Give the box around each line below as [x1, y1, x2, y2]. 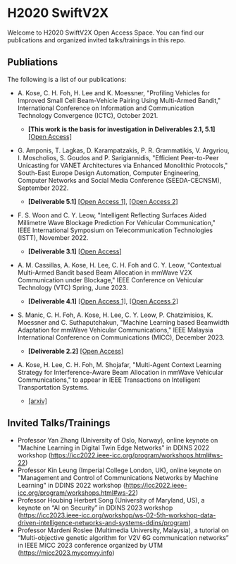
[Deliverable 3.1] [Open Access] [27, 247, 122, 256]
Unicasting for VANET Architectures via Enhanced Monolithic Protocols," [17, 161, 228, 169]
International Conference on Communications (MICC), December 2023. [17, 333, 225, 342]
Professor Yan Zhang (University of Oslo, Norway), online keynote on [17, 436, 218, 444]
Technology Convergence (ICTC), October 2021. [17, 111, 159, 119]
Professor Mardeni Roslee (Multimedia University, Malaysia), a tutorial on [17, 526, 229, 534]
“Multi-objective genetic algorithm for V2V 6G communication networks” [17, 533, 229, 541]
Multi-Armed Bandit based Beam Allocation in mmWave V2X [17, 268, 192, 277]
